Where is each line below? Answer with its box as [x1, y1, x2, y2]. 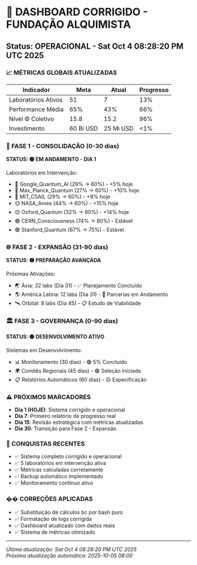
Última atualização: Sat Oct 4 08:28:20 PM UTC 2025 [6, 546, 137, 553]
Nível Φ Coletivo [9, 115, 55, 123]
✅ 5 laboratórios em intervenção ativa [14, 460, 107, 467]
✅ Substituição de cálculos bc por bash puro [14, 509, 123, 516]
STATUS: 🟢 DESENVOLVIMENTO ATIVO [6, 333, 104, 340]
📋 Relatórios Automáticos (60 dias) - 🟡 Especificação [14, 376, 147, 383]
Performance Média [9, 105, 64, 113]
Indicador [22, 85, 50, 93]
